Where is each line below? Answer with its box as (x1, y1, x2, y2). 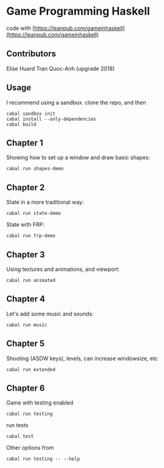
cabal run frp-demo (6, 233, 56, 239)
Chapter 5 (6, 339, 45, 349)
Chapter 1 (6, 137, 44, 148)
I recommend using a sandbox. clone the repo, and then (6, 99, 146, 106)
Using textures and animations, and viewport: (6, 265, 120, 273)
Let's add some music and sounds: (6, 310, 94, 317)
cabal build (6, 121, 36, 128)
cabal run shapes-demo (6, 166, 64, 172)
